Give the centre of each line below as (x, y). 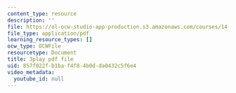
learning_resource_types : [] (50, 40)
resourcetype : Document (42, 53)
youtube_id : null (39, 79)
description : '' (31, 20)
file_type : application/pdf (48, 33)
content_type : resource (42, 14)
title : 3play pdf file (40, 59)
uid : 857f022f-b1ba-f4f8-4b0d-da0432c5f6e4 (72, 66)
